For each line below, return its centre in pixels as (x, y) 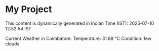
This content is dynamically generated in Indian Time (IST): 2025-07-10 (80, 23)
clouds (12, 43)
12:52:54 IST (18, 28)
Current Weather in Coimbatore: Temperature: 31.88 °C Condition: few (78, 38)
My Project (29, 9)
